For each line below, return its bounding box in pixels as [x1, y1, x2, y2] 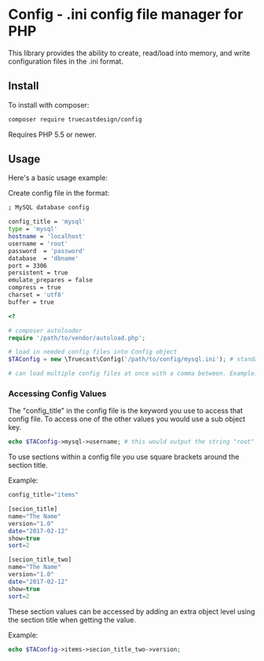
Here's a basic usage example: [8, 173, 108, 182]
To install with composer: [8, 100, 90, 109]
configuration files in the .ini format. [8, 57, 124, 66]
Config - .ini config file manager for [8, 6, 244, 24]
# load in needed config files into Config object [8, 348, 178, 356]
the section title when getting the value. [8, 615, 136, 624]
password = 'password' [8, 247, 86, 255]
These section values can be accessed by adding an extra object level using [8, 607, 255, 616]
